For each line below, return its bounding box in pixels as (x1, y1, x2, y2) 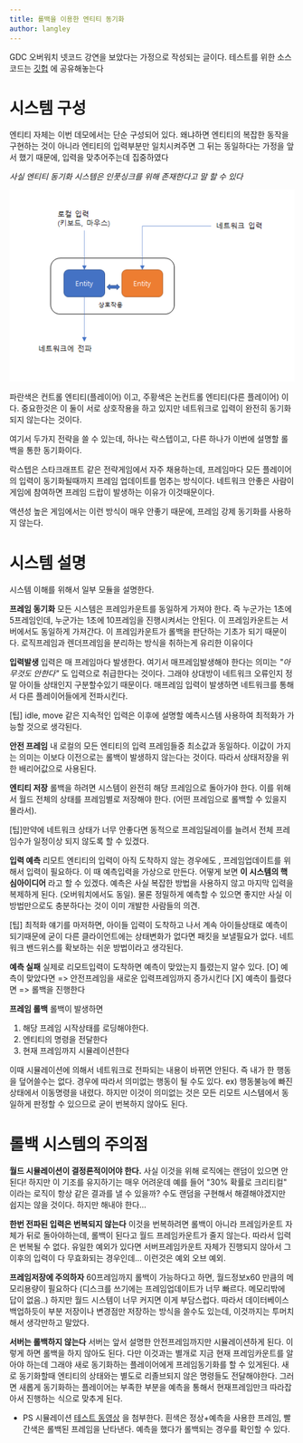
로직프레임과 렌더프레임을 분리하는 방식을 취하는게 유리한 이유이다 (21, 637, 253, 648)
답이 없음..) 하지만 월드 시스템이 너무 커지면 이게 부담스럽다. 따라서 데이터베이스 (9, 1294, 289, 1305)
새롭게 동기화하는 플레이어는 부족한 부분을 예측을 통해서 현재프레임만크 (18, 1382, 269, 1393)
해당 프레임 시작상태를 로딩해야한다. (22, 1022, 149, 1033)
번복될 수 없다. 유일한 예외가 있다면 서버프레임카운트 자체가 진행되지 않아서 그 (18, 1242, 292, 1253)
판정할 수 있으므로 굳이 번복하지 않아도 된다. (33, 1099, 188, 1109)
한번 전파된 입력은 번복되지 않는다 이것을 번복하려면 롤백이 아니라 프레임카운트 (9, 1219, 283, 1230)
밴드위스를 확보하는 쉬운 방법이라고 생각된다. (25, 943, 184, 954)
